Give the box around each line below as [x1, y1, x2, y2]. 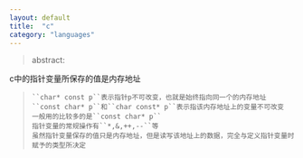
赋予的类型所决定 [31, 141, 86, 150]
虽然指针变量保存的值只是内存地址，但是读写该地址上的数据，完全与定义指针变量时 [31, 132, 295, 141]
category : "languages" [9, 30, 95, 39]
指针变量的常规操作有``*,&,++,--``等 [31, 122, 159, 131]
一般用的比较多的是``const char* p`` [31, 112, 162, 122]
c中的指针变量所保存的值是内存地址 [9, 73, 141, 84]
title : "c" [9, 22, 54, 31]
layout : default [9, 13, 71, 23]
